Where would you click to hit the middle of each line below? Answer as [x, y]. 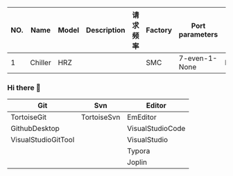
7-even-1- [198, 58]
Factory [159, 30]
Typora [139, 151]
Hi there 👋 [24, 87]
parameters [198, 34]
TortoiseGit [29, 117]
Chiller [41, 63]
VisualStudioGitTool [43, 140]
